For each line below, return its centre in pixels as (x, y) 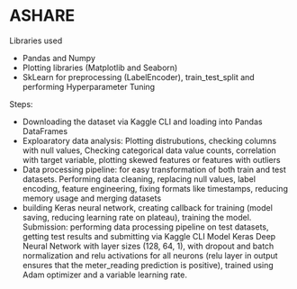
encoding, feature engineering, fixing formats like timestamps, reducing (155, 188)
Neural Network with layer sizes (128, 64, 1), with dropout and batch (148, 246)
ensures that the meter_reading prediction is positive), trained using (148, 265)
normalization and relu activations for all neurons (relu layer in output (150, 255)
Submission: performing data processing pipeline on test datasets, (145, 227)
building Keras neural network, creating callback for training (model (147, 207)
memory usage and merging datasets (92, 198)
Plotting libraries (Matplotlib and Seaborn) (100, 68)
